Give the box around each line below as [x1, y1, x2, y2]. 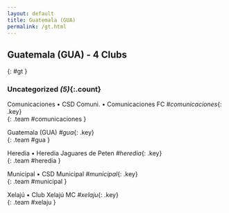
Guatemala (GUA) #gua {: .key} [7, 128, 95, 137]
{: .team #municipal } [7, 178, 67, 186]
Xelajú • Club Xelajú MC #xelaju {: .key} [7, 191, 119, 199]
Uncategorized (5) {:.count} [7, 85, 102, 94]
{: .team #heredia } [7, 157, 61, 165]
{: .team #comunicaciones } [7, 115, 87, 123]
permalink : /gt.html [7, 23, 67, 30]
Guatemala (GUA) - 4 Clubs [7, 49, 127, 60]
